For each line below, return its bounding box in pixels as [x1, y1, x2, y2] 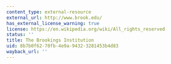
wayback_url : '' [6, 49, 48, 55]
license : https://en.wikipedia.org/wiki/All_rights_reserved [6, 26, 166, 32]
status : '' [6, 32, 34, 38]
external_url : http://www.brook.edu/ [6, 15, 103, 21]
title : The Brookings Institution [6, 37, 95, 43]
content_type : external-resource [6, 9, 92, 15]
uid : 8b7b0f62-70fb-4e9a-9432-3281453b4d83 [6, 43, 119, 49]
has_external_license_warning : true [6, 20, 100, 26]
